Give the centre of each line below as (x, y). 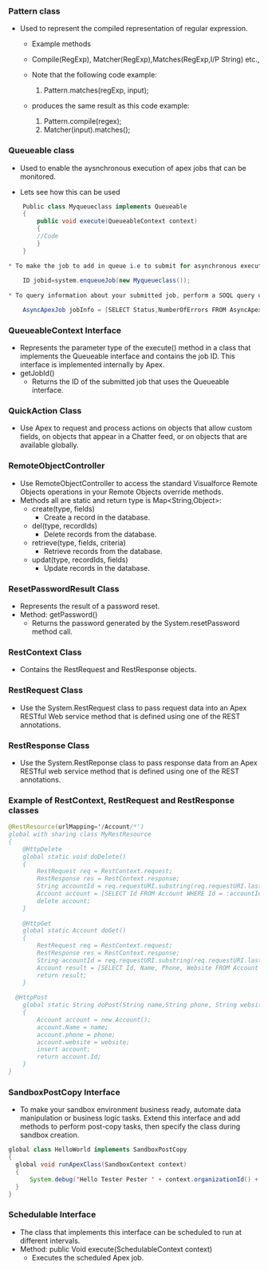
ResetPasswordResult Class (64, 588)
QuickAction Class (45, 411)
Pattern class (35, 11)
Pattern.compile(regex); (83, 121)
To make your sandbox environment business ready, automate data (130, 1110)
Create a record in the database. (97, 517)
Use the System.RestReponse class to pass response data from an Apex (138, 762)
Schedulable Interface (52, 1215)
